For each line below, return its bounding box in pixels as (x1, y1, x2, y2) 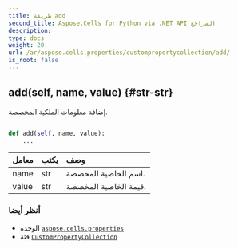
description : (8, 26, 52, 34)
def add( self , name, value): (8, 129, 105, 137)
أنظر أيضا (8, 205, 41, 216)
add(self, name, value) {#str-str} (8, 85, 174, 100)
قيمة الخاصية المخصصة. (65, 181, 146, 192)
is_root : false (8, 57, 59, 65)
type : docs (8, 34, 45, 42)
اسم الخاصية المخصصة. (65, 168, 145, 180)
